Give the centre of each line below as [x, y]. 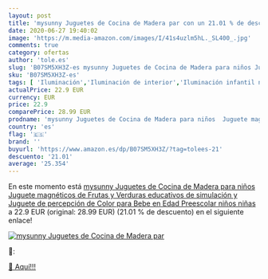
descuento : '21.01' [41, 156]
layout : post [30, 16]
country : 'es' [32, 127]
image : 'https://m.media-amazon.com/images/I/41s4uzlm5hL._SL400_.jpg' [130, 38]
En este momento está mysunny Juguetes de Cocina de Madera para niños [132, 187]
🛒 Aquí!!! [22, 267]
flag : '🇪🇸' [28, 134]
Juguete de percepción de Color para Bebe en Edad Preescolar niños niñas [132, 203]
